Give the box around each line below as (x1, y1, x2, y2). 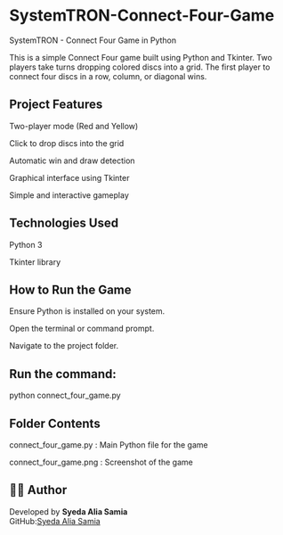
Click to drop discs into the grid (9, 137, 125, 148)
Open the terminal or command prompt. (9, 323, 155, 334)
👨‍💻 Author (9, 482, 68, 498)
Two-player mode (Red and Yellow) (9, 120, 139, 131)
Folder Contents (9, 416, 101, 431)
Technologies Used (9, 216, 118, 231)
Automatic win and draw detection (9, 155, 135, 166)
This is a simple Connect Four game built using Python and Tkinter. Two (9, 52, 273, 62)
